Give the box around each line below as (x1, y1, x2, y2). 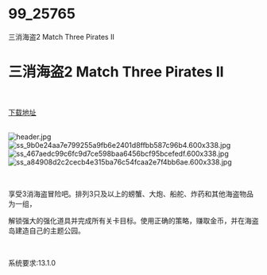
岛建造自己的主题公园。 (8, 226, 85, 235)
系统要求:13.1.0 (8, 258, 56, 267)
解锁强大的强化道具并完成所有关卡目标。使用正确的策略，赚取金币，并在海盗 (8, 215, 259, 225)
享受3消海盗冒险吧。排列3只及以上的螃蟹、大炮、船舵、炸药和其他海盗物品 (8, 188, 254, 199)
